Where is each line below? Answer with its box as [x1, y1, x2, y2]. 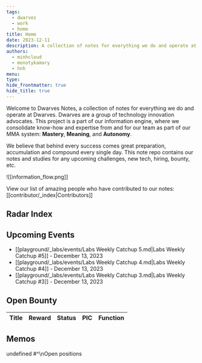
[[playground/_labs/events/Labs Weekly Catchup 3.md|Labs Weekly [15, 271, 185, 279]
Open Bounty [6, 296, 58, 306]
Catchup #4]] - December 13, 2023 [15, 265, 104, 273]
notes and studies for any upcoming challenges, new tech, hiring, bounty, [6, 155, 190, 162]
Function [98, 313, 124, 322]
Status [56, 313, 76, 322]
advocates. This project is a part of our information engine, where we [6, 117, 180, 124]
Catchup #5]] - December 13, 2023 [15, 253, 103, 260]
